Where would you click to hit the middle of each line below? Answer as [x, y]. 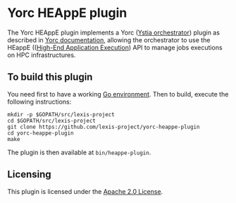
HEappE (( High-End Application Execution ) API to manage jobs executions [115, 47]
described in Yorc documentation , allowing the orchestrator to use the [109, 39]
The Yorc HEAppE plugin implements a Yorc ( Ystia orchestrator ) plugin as [114, 32]
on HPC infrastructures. [42, 55]
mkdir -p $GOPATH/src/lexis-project [61, 114]
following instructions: [39, 101]
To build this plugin [50, 77]
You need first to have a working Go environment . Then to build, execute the [118, 94]
